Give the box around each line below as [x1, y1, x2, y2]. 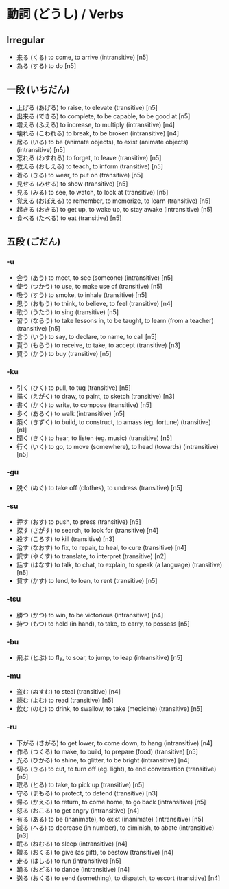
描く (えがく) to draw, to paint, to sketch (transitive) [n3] [16, 392, 176, 400]
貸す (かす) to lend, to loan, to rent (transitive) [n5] [16, 577, 158, 585]
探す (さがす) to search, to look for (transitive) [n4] [16, 527, 159, 535]
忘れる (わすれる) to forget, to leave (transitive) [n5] [16, 153, 162, 162]
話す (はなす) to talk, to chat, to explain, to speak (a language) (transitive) [16, 561, 223, 569]
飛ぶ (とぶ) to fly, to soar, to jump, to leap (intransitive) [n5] [16, 653, 183, 661]
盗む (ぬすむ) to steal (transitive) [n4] [16, 688, 121, 696]
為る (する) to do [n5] [16, 62, 77, 69]
